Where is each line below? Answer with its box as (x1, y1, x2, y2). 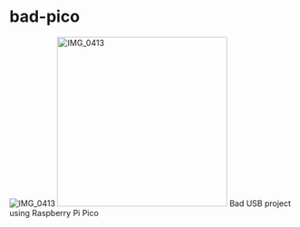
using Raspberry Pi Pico (9, 207, 100, 218)
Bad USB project (229, 197, 292, 209)
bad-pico (9, 6, 80, 27)
